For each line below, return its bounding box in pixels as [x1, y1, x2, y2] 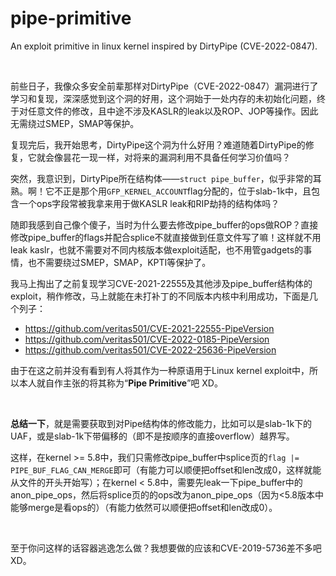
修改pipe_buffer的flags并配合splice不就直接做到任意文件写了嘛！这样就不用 [10, 231, 322, 243]
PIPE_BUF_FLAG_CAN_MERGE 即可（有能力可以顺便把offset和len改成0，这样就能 [10, 463, 322, 476]
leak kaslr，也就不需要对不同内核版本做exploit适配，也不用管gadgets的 [10, 243, 304, 256]
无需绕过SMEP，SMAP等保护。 [10, 117, 140, 129]
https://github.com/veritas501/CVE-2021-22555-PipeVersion [24, 322, 275, 334]
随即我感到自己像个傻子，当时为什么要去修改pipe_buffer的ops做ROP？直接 [10, 218, 319, 231]
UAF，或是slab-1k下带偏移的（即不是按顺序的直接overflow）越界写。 [10, 430, 295, 442]
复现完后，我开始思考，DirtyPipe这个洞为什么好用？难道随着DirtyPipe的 [10, 138, 306, 151]
